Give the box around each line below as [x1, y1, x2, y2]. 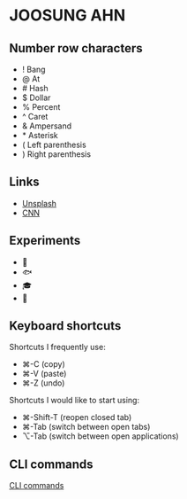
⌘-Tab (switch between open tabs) [21, 422, 151, 433]
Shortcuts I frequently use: [9, 342, 106, 353]
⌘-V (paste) [21, 369, 67, 379]
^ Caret [21, 112, 49, 121]
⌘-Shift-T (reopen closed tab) [21, 412, 132, 423]
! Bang [21, 64, 46, 74]
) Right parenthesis [21, 149, 91, 160]
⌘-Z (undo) [21, 378, 65, 388]
